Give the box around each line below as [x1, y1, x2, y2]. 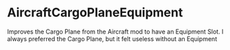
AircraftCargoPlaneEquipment [7, 5, 183, 21]
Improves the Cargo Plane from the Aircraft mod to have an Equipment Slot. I [7, 27, 224, 36]
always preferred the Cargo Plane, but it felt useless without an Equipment [7, 34, 218, 42]
